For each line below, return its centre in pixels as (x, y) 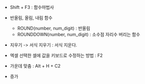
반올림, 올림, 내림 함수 (31, 18)
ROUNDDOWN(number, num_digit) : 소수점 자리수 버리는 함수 (79, 34)
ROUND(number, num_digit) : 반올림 (54, 28)
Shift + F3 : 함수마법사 (32, 7)
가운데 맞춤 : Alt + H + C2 (35, 66)
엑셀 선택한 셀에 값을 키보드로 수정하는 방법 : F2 (56, 55)
